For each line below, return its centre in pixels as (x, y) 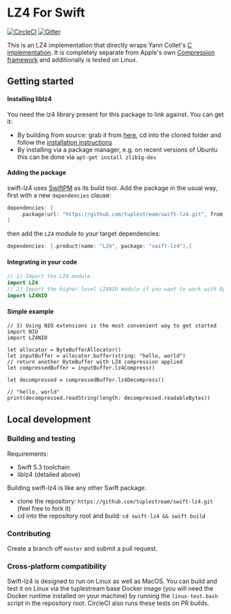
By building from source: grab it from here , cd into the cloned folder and (119, 135)
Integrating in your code (42, 262)
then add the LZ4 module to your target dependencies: (84, 234)
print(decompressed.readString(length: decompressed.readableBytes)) (109, 398)
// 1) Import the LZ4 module (49, 277)
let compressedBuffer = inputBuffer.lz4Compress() (81, 368)
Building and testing (41, 438)
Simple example (31, 311)
